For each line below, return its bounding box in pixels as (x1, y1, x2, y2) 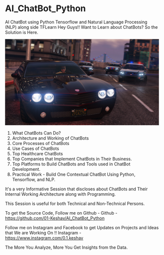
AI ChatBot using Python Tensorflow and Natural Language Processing (5, 19, 147, 25)
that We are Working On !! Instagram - (5, 230, 82, 236)
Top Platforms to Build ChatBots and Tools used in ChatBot (12, 161, 131, 167)
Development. (12, 166, 41, 172)
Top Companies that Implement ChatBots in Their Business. (12, 156, 132, 162)
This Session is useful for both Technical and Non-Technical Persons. (5, 200, 145, 207)
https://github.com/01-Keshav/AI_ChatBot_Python (5, 215, 105, 221)
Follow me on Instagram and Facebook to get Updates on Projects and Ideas (5, 225, 159, 231)
